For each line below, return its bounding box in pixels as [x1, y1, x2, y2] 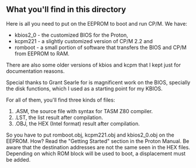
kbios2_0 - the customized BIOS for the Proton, [14, 32, 129, 38]
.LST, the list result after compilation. [14, 114, 104, 121]
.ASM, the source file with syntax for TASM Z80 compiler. [14, 107, 153, 114]
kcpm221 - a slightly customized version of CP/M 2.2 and [14, 37, 153, 44]
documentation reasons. [6, 67, 65, 75]
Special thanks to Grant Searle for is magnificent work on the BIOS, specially [6, 79, 191, 86]
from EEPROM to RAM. [14, 50, 70, 57]
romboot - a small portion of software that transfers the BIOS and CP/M [14, 44, 187, 51]
